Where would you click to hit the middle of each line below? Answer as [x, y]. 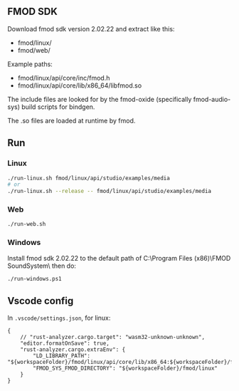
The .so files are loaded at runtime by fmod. [71, 120]
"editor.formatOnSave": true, [65, 344]
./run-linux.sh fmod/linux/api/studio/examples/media [89, 178]
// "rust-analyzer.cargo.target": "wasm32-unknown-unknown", [112, 338]
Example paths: [30, 64]
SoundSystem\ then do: [42, 266]
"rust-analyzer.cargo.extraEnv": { [73, 350]
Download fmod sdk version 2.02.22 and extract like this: [91, 28]
